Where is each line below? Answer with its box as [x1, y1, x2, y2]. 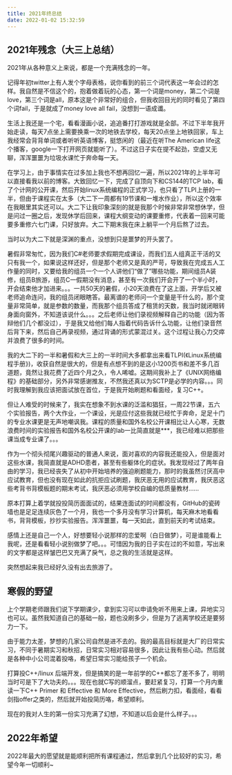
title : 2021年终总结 [7, 10, 62, 17]
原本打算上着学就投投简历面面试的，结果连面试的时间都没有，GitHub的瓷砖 [7, 499, 221, 508]
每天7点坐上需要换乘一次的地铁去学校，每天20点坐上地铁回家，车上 [30, 127, 224, 136]
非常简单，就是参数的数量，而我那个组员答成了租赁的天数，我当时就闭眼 [12, 302, 219, 310]
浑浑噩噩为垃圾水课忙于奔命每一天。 [19, 154, 122, 162]
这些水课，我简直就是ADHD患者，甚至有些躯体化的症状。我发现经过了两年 [7, 458, 219, 467]
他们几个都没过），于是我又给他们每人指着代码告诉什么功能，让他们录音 [12, 319, 216, 328]
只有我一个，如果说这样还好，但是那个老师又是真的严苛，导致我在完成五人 [7, 258, 219, 267]
